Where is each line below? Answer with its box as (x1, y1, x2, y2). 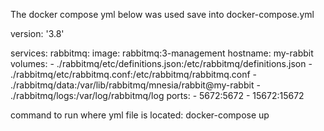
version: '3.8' (10, 28, 65, 39)
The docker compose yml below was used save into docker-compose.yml (10, 9, 315, 20)
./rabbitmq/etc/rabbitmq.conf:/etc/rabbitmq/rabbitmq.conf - (10, 69, 258, 80)
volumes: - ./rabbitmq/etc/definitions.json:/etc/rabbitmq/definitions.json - (10, 58, 313, 69)
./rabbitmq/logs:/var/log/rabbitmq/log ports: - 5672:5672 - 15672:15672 (10, 90, 305, 101)
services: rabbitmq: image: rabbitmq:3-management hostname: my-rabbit (10, 47, 314, 59)
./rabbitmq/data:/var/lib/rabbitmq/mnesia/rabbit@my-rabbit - (10, 79, 261, 91)
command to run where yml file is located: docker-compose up (10, 109, 270, 121)
